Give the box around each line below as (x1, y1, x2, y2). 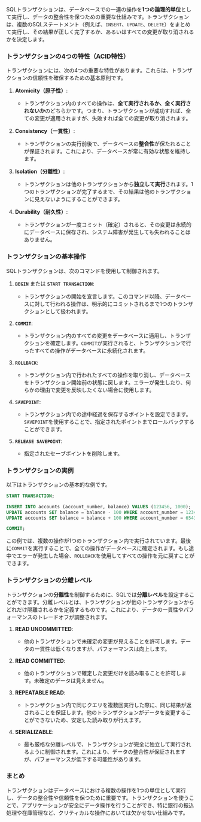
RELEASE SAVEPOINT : (14, 437, 63, 445)
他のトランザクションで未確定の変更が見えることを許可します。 (23, 638, 181, 645)
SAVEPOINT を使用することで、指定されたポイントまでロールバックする (23, 418, 195, 425)
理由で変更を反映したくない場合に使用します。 (39, 386, 155, 393)
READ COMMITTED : (14, 657, 66, 664)
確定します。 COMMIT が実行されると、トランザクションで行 (50, 339, 191, 347)
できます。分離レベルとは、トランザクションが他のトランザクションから (16, 598, 194, 605)
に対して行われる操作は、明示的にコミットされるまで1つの (29, 300, 173, 307)
